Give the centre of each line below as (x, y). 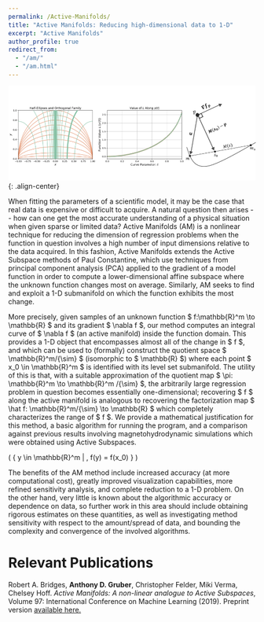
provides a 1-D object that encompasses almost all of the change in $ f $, (126, 341)
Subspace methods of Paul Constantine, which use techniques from (118, 259)
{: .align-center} (34, 186)
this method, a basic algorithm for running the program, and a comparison (128, 425)
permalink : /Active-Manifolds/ (59, 17)
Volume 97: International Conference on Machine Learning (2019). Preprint (129, 601)
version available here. (45, 609)
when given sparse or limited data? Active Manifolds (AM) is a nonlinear (125, 226)
